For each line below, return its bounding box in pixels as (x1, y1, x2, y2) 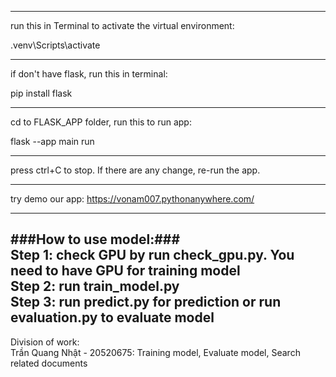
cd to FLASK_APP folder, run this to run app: (10, 116, 192, 128)
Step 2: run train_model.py (10, 278, 180, 295)
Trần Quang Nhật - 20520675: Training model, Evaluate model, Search (10, 346, 301, 358)
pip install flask (10, 87, 73, 99)
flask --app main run (10, 136, 95, 147)
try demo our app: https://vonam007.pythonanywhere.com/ (10, 193, 255, 205)
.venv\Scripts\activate (10, 39, 101, 51)
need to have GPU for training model (10, 262, 241, 280)
